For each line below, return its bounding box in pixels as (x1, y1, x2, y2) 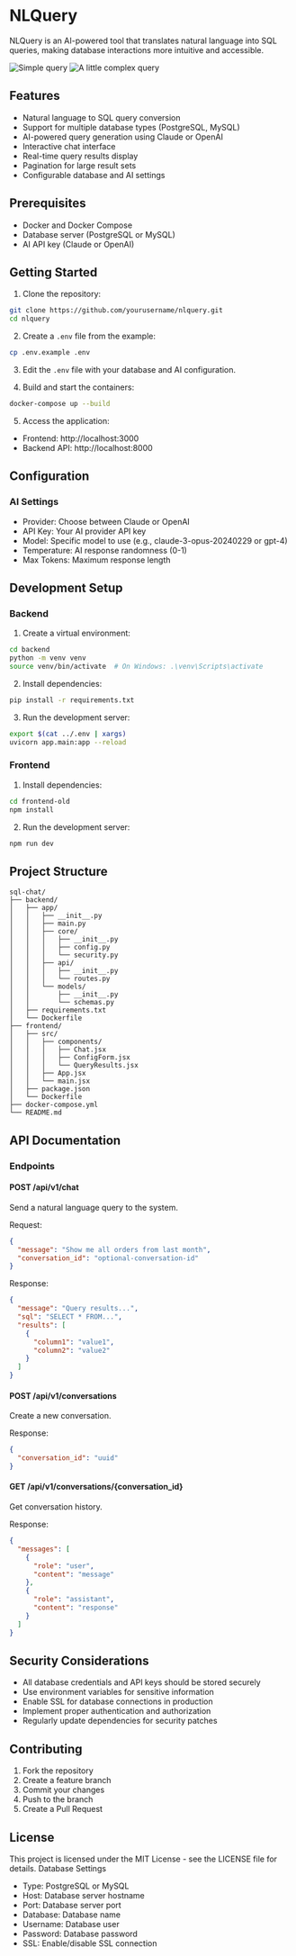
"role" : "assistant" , (32, 1595, 115, 1604)
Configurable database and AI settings (22, 169, 166, 180)
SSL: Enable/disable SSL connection (22, 1937, 157, 1949)
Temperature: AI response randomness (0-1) (22, 545, 187, 555)
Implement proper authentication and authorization (22, 1706, 211, 1717)
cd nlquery (9, 314, 50, 324)
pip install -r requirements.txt (9, 695, 135, 705)
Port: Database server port (22, 1899, 121, 1910)
